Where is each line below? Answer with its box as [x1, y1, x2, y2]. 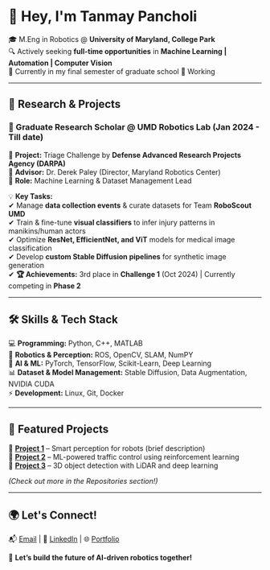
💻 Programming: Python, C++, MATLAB [8, 338, 143, 349]
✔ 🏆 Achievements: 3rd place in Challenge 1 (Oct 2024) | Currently [8, 269, 235, 279]
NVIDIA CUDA [8, 379, 55, 389]
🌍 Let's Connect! [8, 508, 98, 522]
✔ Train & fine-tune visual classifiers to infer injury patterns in [8, 217, 215, 227]
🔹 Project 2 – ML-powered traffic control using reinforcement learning [8, 452, 239, 462]
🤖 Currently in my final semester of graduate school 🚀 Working [8, 66, 215, 76]
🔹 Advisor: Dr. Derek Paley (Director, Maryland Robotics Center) [8, 167, 221, 176]
